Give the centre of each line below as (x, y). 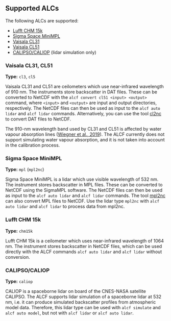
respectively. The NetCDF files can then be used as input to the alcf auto (83, 108)
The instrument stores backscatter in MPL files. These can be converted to (84, 185)
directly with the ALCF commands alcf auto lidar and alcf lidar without (84, 252)
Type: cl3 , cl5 (20, 77)
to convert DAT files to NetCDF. (38, 119)
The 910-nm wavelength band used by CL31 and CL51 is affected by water (83, 129)
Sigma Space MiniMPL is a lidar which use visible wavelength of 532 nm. (82, 179)
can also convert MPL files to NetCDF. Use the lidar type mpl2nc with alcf (82, 201)
